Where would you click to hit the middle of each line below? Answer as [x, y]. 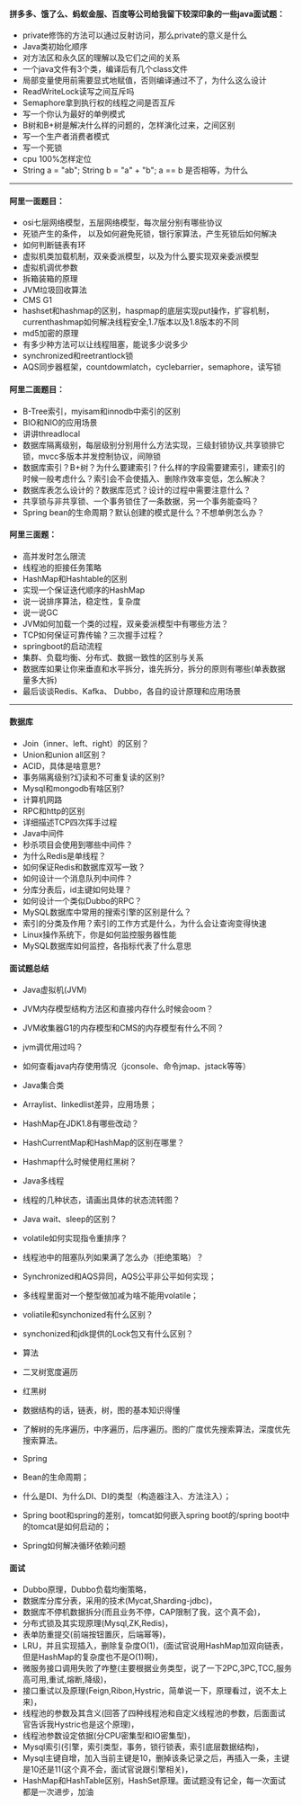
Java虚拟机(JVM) [54, 990]
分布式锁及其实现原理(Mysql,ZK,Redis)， [98, 1623]
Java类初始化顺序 [55, 47]
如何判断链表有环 [54, 245]
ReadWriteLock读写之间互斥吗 [78, 92]
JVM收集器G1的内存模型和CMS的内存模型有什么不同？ [123, 1028]
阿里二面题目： [37, 389]
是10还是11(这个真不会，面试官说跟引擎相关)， [107, 1769]
